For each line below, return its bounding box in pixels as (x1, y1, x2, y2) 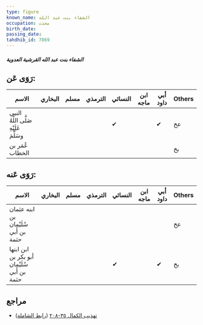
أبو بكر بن (9, 253, 34, 261)
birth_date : (6, 25, 36, 32)
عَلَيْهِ (9, 124, 21, 132)
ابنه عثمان (9, 205, 35, 213)
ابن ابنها (9, 245, 29, 254)
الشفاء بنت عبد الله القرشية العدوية (6, 56, 84, 63)
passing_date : (6, 31, 42, 37)
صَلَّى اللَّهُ (9, 116, 32, 124)
